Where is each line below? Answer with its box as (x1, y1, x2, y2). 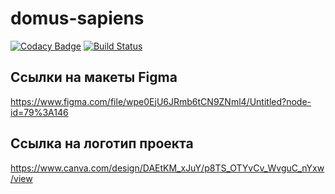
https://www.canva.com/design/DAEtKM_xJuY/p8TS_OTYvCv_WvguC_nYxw (10, 162, 325, 174)
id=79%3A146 (10, 106, 69, 118)
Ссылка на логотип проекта (10, 135, 194, 152)
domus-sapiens (10, 7, 145, 30)
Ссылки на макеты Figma (10, 69, 178, 86)
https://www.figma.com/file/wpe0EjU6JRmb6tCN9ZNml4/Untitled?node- (10, 95, 312, 107)
